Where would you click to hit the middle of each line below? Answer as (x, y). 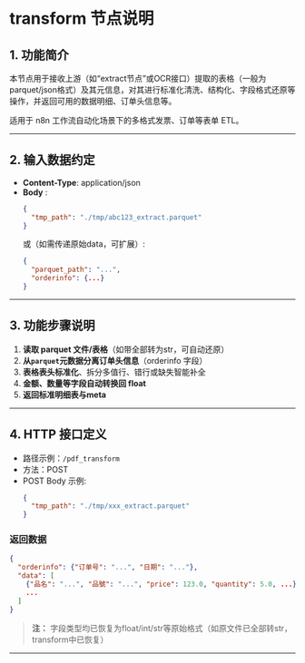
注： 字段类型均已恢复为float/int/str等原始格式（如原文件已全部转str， (162, 628)
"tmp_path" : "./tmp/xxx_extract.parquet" (111, 506)
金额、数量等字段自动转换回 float (84, 383)
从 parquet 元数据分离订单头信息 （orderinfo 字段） (115, 360)
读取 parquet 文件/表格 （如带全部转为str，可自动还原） (126, 349)
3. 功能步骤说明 (52, 326)
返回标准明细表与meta (64, 395)
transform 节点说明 (82, 19)
